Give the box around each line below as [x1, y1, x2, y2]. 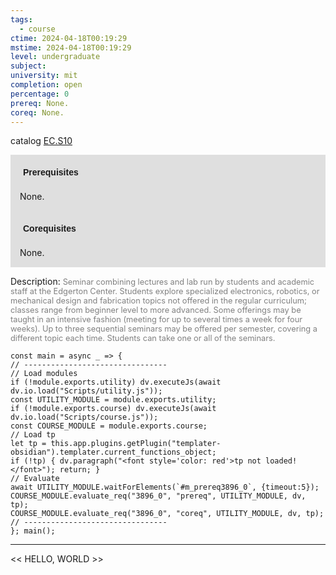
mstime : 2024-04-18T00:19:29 [10, 42, 132, 53]
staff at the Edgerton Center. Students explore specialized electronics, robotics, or [10, 286, 320, 297]
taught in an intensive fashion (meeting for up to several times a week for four [10, 314, 303, 325]
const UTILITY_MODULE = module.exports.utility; [10, 395, 217, 405]
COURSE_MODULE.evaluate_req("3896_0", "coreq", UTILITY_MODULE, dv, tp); [10, 509, 325, 519]
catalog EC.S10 [10, 135, 73, 147]
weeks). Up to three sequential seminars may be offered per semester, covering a [10, 324, 318, 335]
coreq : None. [10, 107, 65, 118]
